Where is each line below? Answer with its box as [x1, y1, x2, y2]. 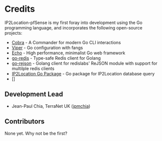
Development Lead [4, 90, 63, 98]
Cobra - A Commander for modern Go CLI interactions [11, 39, 121, 45]
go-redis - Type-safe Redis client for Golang [11, 55, 101, 61]
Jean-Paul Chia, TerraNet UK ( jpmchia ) [11, 103, 91, 109]
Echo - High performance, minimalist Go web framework [11, 50, 125, 56]
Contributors [4, 117, 45, 126]
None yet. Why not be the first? [4, 130, 68, 136]
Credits [4, 3, 35, 15]
